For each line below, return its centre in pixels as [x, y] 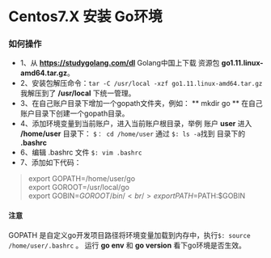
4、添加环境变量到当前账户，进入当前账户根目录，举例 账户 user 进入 [136, 124]
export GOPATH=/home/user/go [82, 179]
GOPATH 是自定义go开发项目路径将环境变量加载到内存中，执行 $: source [129, 235]
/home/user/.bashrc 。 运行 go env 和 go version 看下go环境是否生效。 [127, 245]
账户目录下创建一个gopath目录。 [74, 113]
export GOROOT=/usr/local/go [78, 188]
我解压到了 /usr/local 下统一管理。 [78, 93]
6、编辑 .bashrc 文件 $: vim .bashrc [81, 152]
